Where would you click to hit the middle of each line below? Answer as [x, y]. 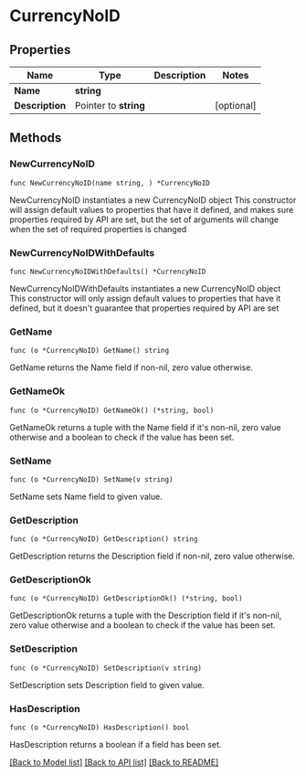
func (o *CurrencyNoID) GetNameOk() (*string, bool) [112, 410]
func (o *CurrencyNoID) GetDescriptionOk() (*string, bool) [127, 599]
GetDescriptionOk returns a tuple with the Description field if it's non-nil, [146, 616]
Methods [36, 138]
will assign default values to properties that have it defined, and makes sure [152, 209]
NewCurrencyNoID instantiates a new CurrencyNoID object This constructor [153, 200]
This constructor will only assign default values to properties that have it [145, 298]
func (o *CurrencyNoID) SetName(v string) [91, 479]
